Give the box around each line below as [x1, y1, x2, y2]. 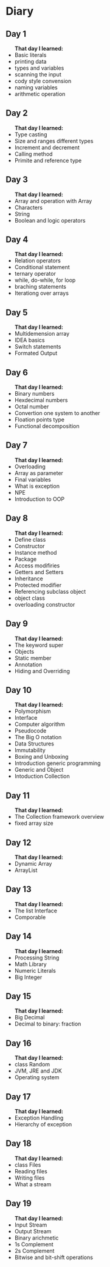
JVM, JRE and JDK [14, 1067, 62, 1074]
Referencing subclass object [14, 588, 86, 595]
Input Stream [14, 1221, 47, 1228]
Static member [14, 654, 52, 662]
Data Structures [14, 740, 54, 747]
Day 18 [5, 1139, 32, 1149]
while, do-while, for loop [14, 276, 76, 284]
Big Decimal [14, 1014, 45, 1021]
